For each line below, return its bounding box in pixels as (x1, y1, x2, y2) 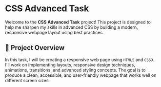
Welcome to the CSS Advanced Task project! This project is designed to (5, 19, 151, 25)
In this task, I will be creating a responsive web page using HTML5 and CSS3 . (5, 57, 155, 63)
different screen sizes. (5, 77, 50, 83)
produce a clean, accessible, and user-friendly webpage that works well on (5, 72, 157, 78)
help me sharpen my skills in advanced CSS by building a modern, (5, 24, 138, 30)
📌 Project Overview (5, 43, 65, 52)
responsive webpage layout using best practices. (5, 29, 104, 35)
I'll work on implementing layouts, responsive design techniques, (5, 62, 135, 67)
